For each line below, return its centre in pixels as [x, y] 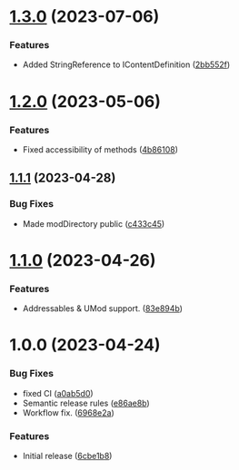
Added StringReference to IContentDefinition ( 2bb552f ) [126, 64]
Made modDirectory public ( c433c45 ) [94, 223]
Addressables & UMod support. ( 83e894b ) [103, 308]
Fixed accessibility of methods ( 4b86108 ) [100, 149]
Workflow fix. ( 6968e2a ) [69, 412]
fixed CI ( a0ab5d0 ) [58, 393]
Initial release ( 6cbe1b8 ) [67, 455]
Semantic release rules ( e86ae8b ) [86, 403]
